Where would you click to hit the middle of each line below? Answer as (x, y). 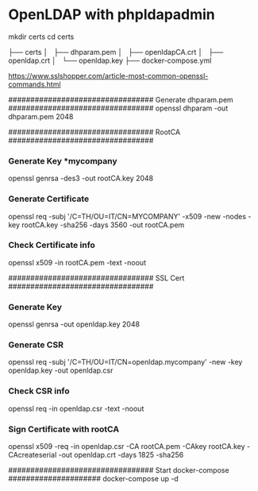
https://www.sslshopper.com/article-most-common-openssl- (108, 75)
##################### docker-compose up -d (93, 479)
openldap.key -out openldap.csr (61, 370)
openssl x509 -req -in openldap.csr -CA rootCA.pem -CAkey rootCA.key (127, 447)
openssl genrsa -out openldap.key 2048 (74, 324)
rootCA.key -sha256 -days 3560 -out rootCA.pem (103, 225)
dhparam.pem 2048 (41, 116)
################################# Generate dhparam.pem (121, 99)
